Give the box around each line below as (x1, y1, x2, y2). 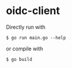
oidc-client (6, 4, 60, 18)
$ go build (6, 56, 33, 62)
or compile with (6, 45, 44, 52)
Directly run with (6, 23, 46, 30)
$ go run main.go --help (6, 35, 66, 40)
